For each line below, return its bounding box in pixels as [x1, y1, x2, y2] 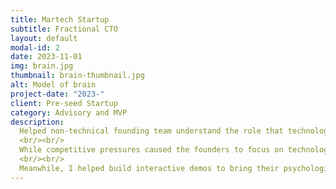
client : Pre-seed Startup [10, 98, 118, 108]
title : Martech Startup [10, 14, 110, 25]
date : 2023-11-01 [10, 52, 83, 62]
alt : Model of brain [10, 80, 97, 90]
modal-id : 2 [10, 42, 60, 53]
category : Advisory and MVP [10, 107, 128, 118]
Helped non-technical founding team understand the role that [19, 126, 284, 136]
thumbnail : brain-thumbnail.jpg [10, 71, 145, 81]
